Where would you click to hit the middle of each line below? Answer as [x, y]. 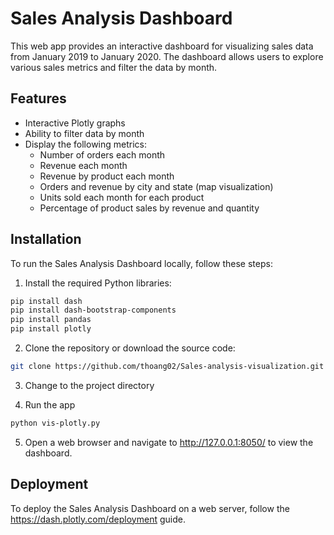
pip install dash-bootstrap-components [93, 310]
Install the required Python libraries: [98, 283]
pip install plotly [51, 329]
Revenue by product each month [107, 176]
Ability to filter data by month [84, 133]
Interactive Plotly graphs [75, 123]
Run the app [50, 404]
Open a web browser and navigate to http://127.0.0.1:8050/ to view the [169, 442]
